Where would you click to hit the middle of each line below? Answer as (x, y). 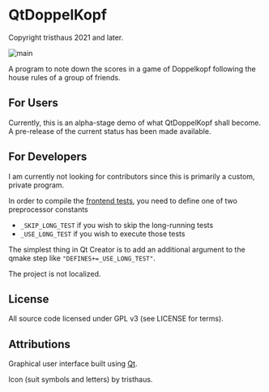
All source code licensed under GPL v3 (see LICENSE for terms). (116, 319)
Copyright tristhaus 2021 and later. (66, 37)
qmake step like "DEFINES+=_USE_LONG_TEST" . (82, 258)
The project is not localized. (55, 274)
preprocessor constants (48, 209)
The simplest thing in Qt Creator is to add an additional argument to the (127, 249)
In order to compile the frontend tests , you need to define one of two (123, 200)
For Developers (48, 157)
